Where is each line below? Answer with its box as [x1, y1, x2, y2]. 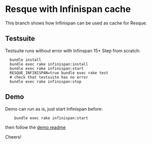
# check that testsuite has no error [9, 75, 88, 80]
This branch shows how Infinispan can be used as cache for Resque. [5, 20, 147, 26]
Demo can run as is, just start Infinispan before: [5, 106, 103, 112]
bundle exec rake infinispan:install [9, 61, 88, 67]
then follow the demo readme [5, 124, 66, 130]
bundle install [9, 57, 41, 62]
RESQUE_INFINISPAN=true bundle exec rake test [9, 70, 108, 75]
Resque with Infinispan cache [5, 3, 131, 15]
